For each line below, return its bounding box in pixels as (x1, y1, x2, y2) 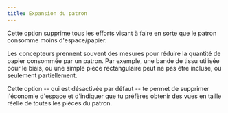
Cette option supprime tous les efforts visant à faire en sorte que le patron (7, 29, 217, 37)
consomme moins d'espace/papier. (7, 36, 107, 45)
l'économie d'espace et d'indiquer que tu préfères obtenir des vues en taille (7, 92, 222, 100)
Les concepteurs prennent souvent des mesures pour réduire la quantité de (7, 49, 221, 58)
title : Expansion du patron (7, 10, 88, 17)
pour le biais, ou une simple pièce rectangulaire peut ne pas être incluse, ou (7, 64, 222, 72)
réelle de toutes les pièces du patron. (7, 99, 113, 107)
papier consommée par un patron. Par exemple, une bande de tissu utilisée (7, 56, 220, 65)
